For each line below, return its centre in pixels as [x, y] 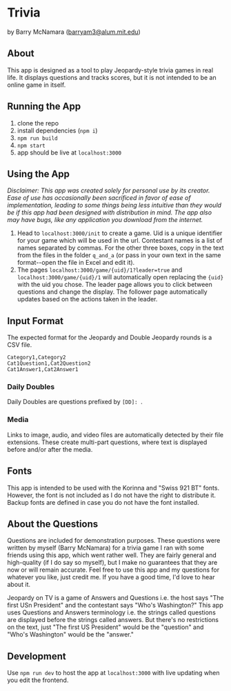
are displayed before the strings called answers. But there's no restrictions [113, 620]
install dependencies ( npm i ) [57, 130]
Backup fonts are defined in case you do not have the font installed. [103, 502]
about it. [19, 585]
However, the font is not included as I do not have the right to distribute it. [111, 495]
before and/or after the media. [50, 449]
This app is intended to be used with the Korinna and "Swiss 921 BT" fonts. [113, 488]
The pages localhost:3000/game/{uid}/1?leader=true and [100, 270]
